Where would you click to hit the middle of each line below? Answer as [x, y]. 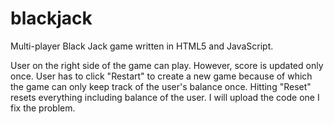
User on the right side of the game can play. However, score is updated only [167, 65]
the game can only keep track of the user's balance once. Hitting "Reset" [161, 86]
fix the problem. [43, 108]
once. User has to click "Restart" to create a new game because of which [161, 76]
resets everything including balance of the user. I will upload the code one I [165, 97]
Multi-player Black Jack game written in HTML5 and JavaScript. [142, 46]
